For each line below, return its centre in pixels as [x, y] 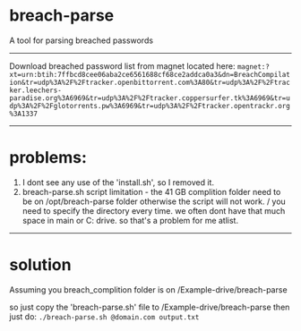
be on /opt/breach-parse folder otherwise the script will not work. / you [154, 201]
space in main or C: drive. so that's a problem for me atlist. [130, 220]
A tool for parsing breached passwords [82, 40]
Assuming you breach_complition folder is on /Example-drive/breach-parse [149, 289]
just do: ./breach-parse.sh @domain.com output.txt [104, 316]
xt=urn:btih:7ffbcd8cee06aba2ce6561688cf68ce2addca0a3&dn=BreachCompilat [150, 74]
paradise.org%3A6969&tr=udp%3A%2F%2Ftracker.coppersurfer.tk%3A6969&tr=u [150, 98]
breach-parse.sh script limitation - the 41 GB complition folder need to [151, 191]
